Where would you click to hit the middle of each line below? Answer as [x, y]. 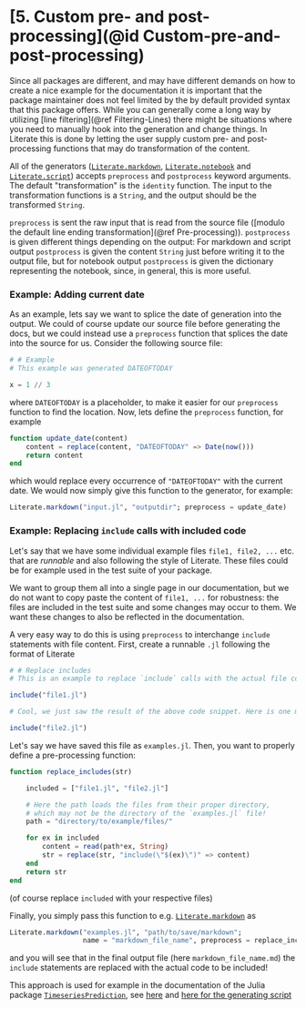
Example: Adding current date [77, 294]
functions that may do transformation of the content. [152, 148]
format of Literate [42, 654]
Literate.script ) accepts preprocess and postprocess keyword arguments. [150, 176]
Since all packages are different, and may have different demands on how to [153, 80]
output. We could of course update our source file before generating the [145, 324]
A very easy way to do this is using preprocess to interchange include [140, 634]
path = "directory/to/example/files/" [99, 821]
